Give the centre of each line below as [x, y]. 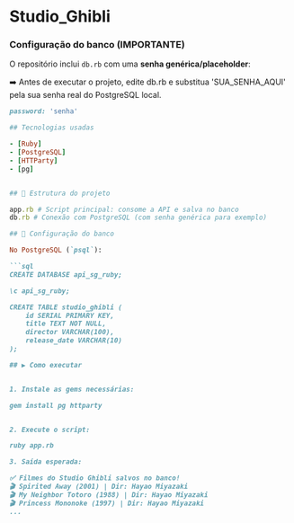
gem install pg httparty [56, 405]
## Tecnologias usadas [52, 128]
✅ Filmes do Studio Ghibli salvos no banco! [95, 478]
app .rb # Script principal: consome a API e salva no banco [125, 209]
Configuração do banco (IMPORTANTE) [98, 45]
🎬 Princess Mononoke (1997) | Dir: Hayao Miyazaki [107, 503]
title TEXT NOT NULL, [66, 324]
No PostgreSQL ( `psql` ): [56, 250]
